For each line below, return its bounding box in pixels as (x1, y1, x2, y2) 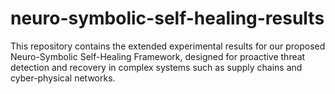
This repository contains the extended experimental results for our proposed (10, 40, 326, 52)
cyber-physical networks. (10, 72, 116, 84)
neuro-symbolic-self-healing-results (10, 7, 325, 30)
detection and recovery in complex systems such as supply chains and (10, 61, 303, 73)
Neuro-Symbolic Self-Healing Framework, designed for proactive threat (10, 50, 306, 62)
